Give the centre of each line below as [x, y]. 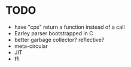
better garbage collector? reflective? [59, 39]
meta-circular [31, 46]
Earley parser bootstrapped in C [54, 33]
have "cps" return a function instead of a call [69, 27]
